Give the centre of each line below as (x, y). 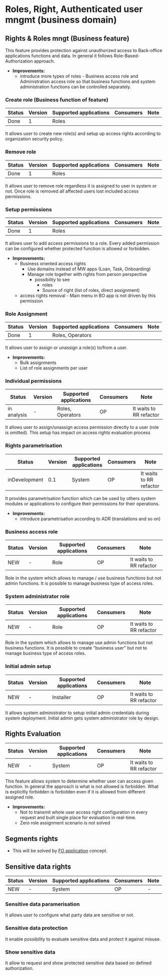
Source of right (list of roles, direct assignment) (91, 290)
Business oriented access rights (53, 263)
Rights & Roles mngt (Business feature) (67, 38)
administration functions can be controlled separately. (75, 87)
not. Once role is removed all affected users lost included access (72, 191)
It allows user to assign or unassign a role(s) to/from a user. (66, 348)
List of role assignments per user (54, 368)
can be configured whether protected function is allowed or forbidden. (78, 248)
